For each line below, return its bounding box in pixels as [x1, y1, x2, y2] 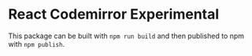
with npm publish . [8, 39, 65, 48]
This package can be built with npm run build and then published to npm [8, 31, 245, 40]
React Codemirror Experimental [8, 5, 220, 23]
